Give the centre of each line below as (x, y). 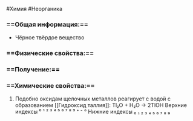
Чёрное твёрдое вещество (50, 38)
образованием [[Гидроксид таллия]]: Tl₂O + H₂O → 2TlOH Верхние (101, 105)
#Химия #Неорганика (34, 9)
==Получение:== (33, 70)
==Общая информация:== (47, 24)
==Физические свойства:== (50, 53)
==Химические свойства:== (51, 86)
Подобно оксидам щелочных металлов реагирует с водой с (93, 99)
